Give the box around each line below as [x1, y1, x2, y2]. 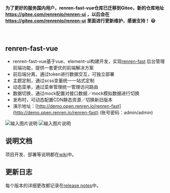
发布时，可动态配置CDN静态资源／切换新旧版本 [12, 97, 113, 103]
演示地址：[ [12, 103, 37, 110]
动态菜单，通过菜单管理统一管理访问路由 [12, 84, 98, 90]
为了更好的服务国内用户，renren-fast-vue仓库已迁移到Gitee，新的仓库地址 [5, 5, 164, 11]
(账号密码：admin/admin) [99, 110, 153, 116]
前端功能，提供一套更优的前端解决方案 [12, 65, 94, 71]
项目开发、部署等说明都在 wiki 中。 [5, 151, 77, 157]
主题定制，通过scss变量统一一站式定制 [12, 77, 95, 84]
